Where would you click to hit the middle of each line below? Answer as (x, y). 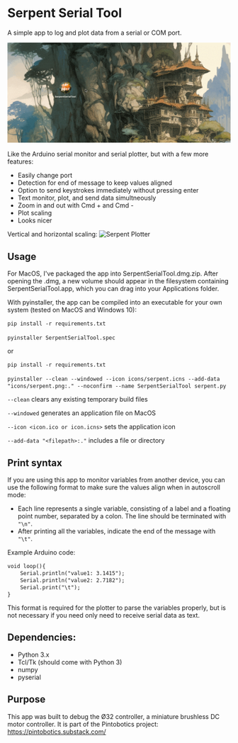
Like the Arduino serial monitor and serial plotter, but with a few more (108, 154)
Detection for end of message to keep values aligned (95, 183)
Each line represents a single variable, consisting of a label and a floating (124, 509)
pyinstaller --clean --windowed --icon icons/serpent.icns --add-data (114, 379)
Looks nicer (35, 220)
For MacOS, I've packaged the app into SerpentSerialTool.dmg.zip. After (113, 273)
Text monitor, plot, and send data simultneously (87, 198)
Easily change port (45, 176)
